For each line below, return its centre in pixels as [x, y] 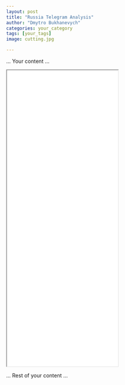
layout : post [22, 12]
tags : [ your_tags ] [29, 34]
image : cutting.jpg [30, 39]
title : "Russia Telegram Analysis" [50, 17]
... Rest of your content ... [37, 376]
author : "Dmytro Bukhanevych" [44, 23]
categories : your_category [39, 28]
